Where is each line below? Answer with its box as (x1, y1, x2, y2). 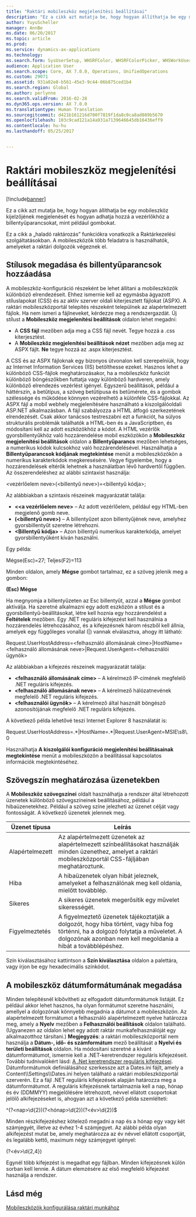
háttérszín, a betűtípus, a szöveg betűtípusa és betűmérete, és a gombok (6, 388, 182, 395)
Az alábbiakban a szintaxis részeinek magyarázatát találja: (6, 491, 146, 499)
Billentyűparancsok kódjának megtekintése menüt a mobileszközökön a (6, 450, 183, 457)
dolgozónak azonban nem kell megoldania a (58, 934, 179, 943)
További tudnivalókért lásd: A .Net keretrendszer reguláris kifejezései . (6, 1058, 173, 1065)
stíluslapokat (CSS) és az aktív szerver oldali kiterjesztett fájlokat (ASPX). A (6, 297, 187, 304)
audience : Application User (6, 63, 75, 69)
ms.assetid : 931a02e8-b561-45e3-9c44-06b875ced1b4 (6, 80, 132, 85)
